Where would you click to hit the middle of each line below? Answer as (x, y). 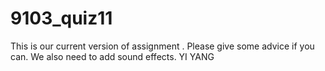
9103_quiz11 (61, 18)
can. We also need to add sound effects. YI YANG (112, 56)
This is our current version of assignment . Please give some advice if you (162, 46)
